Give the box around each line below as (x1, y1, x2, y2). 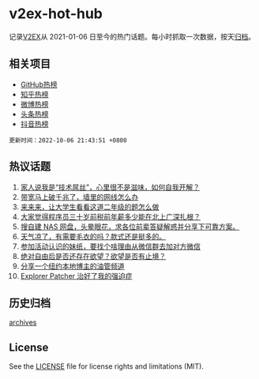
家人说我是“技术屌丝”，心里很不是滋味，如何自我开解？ (20, 182, 201, 192)
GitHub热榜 (20, 80, 58, 89)
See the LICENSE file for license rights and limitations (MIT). (9, 362, 205, 371)
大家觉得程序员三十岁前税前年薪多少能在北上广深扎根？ (20, 212, 201, 221)
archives (9, 317, 37, 328)
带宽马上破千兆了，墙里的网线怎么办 (20, 192, 139, 201)
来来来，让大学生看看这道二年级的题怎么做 (20, 202, 160, 212)
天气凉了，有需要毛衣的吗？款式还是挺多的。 (20, 231, 167, 241)
